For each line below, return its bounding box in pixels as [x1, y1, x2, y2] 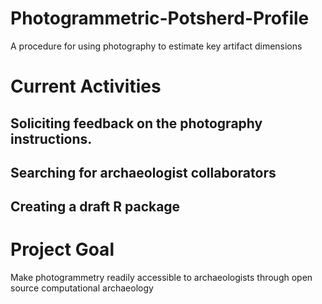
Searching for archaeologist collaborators [10, 164, 277, 181]
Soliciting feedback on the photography [10, 115, 263, 132]
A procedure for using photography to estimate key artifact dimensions [10, 40, 303, 52]
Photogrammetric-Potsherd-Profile [10, 7, 310, 30]
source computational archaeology [10, 282, 154, 294]
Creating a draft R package [10, 198, 181, 216]
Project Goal [10, 238, 115, 261]
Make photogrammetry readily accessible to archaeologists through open [10, 272, 313, 284]
